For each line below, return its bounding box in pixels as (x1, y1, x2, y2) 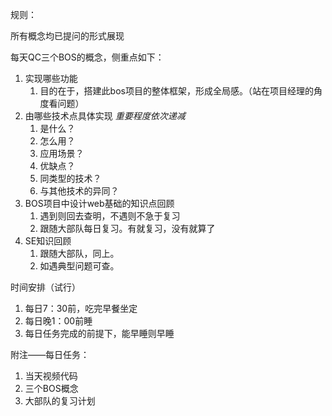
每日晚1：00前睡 (24, 315, 93, 327)
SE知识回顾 (24, 235, 72, 247)
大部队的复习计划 (24, 395, 96, 407)
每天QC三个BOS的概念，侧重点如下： (10, 51, 165, 63)
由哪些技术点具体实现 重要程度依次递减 (24, 110, 186, 122)
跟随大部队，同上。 (39, 248, 120, 259)
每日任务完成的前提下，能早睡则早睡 (24, 328, 175, 339)
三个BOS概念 (24, 383, 79, 394)
